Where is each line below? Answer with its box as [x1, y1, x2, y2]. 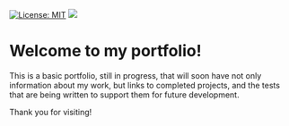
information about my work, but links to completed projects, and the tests [9, 80, 281, 90]
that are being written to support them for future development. [9, 89, 240, 100]
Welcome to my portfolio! [9, 41, 202, 62]
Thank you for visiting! [9, 106, 92, 117]
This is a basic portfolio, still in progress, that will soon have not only [9, 70, 262, 80]
